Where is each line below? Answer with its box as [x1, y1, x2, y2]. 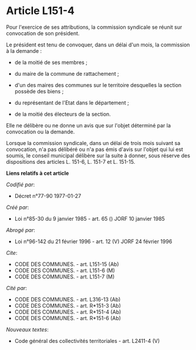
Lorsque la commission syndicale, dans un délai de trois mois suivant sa [6, 139, 181, 146]
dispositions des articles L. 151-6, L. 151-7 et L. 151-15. [6, 158, 136, 165]
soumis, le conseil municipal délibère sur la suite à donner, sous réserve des [6, 152, 191, 159]
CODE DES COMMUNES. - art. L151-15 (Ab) [14, 260, 119, 268]
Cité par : [6, 284, 28, 291]
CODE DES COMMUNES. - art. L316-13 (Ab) [14, 295, 121, 303]
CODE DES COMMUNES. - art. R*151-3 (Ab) [14, 302, 121, 309]
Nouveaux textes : [6, 326, 49, 333]
